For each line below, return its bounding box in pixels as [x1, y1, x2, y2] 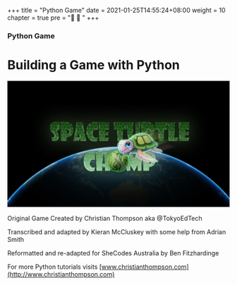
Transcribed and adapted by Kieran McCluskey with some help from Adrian [7, 228, 226, 236]
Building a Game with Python [7, 57, 180, 73]
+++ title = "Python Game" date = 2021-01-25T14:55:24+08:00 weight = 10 [7, 6, 226, 14]
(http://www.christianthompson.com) [7, 270, 115, 279]
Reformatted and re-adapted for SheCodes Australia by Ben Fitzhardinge [7, 249, 219, 257]
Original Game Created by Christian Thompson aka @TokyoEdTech [7, 214, 202, 223]
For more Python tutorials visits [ [7, 262, 102, 271]
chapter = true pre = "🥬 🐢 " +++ [7, 13, 99, 22]
